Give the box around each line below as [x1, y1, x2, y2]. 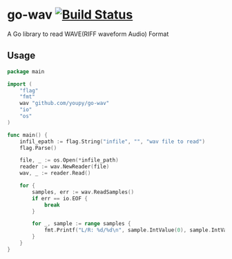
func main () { [7, 131, 48, 138]
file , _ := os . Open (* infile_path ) [19, 157, 119, 164]
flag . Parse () [19, 144, 57, 151]
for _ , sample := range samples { [32, 220, 131, 227]
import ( [7, 80, 32, 88]
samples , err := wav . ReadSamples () [32, 189, 135, 195]
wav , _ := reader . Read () [19, 170, 91, 177]
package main [7, 68, 45, 75]
